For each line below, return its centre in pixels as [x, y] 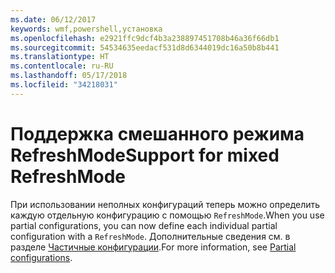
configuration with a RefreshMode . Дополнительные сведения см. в [150, 236]
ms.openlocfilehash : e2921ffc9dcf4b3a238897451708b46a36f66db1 [145, 38]
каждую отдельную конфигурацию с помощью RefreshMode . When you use [167, 215]
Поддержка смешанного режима [157, 133]
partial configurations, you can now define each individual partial [144, 225]
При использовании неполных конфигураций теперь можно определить [165, 204]
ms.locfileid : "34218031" [64, 85]
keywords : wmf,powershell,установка [86, 29]
